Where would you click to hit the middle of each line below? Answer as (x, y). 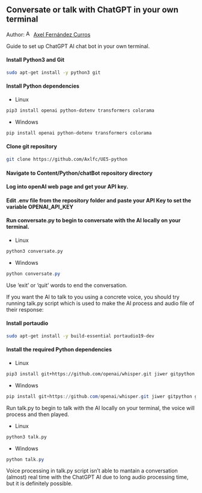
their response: (25, 309)
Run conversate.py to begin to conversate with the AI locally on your (93, 220)
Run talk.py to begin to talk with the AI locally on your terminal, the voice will (100, 408)
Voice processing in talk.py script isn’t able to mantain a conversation (92, 471)
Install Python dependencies (43, 86)
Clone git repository (32, 147)
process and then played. (38, 414)
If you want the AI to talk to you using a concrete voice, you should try (93, 297)
